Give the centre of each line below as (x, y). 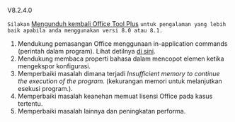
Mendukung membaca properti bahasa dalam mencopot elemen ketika (121, 59)
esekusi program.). (45, 89)
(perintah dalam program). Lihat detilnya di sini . (86, 51)
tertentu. (30, 104)
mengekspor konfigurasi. (54, 66)
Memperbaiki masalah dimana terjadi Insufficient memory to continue (119, 74)
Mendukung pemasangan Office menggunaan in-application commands (122, 44)
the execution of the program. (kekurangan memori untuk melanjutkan (120, 81)
